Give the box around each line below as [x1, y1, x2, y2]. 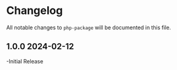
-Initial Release [6, 57, 44, 65]
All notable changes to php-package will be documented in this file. [6, 24, 172, 31]
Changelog [6, 4, 63, 18]
